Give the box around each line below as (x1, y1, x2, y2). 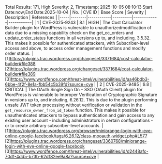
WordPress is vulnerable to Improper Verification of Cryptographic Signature (5, 92, 158, 98)
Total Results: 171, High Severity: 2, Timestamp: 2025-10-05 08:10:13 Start (5, 4, 152, 10)
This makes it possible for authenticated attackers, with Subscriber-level (5, 40, 149, 46)
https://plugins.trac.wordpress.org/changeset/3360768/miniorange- (10, 138, 147, 144)
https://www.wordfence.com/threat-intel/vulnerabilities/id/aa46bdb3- (10, 76, 150, 82)
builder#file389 (5, 71, 36, 77)
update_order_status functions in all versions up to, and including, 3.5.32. (5, 35, 151, 41)
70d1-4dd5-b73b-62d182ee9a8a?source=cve (5, 154, 97, 159)
